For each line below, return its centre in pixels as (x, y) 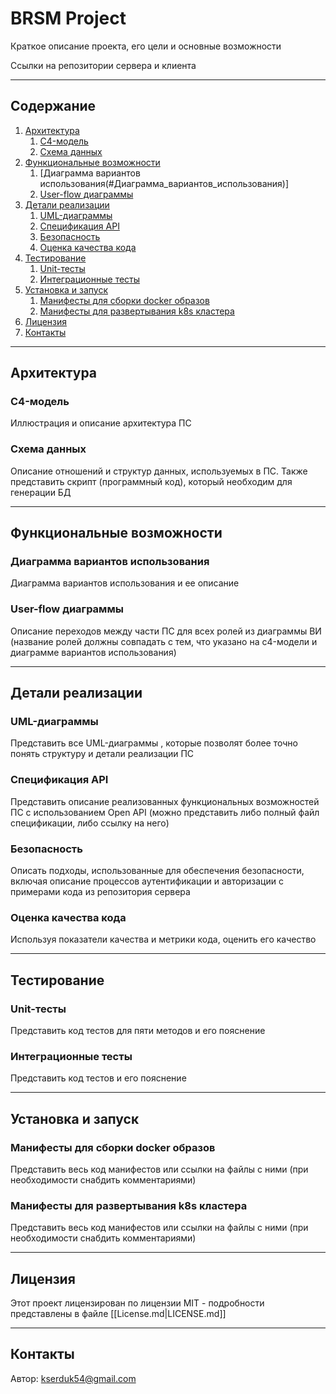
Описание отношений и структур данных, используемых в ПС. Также (159, 471)
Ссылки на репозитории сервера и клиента (103, 65)
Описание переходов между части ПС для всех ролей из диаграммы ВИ (166, 631)
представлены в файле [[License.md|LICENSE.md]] (118, 1314)
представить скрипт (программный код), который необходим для (151, 481)
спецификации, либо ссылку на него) (90, 823)
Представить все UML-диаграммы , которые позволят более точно (154, 743)
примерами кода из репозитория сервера (100, 891)
